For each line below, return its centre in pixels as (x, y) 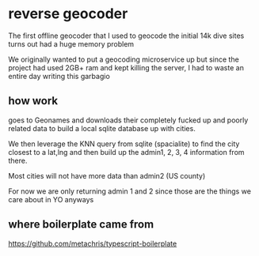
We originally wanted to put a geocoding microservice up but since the (124, 59)
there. (18, 160)
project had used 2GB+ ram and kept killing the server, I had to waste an (126, 67)
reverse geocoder (68, 14)
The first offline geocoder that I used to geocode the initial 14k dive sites (126, 36)
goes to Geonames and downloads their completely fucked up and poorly (128, 120)
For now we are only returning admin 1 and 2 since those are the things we (130, 191)
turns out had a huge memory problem (71, 43)
